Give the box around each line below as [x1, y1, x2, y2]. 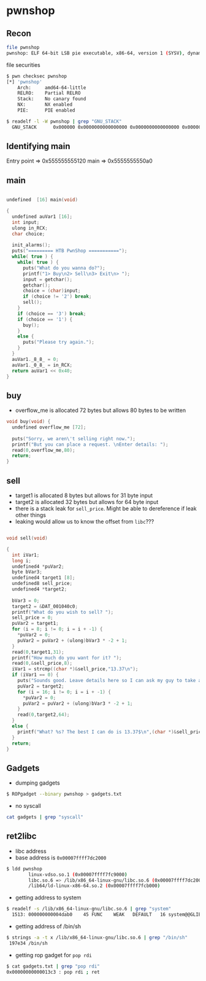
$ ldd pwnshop [6, 866, 43, 872]
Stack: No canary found [17, 96, 86, 102]
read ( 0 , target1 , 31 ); [12, 649, 64, 655]
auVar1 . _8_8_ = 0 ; [12, 356, 59, 362]
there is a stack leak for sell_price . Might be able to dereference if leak [15, 505, 197, 512]
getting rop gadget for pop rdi [15, 951, 92, 958]
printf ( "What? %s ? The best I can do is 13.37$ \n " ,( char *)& [17, 729, 177, 735]
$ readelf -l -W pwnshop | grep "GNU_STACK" [6, 118, 122, 125]
